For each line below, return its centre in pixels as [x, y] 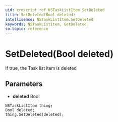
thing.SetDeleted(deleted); [35, 114]
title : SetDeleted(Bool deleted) [40, 15]
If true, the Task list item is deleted [41, 68]
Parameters [24, 84]
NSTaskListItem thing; [29, 105]
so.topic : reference [27, 29]
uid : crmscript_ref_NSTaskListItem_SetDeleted [55, 10]
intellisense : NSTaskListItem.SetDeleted [49, 19]
